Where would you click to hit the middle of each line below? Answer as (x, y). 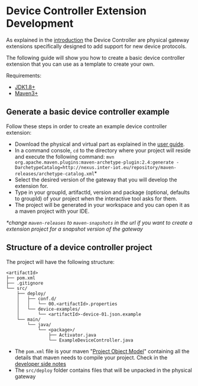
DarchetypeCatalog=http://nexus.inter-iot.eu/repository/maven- (95, 167)
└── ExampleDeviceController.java (91, 340)
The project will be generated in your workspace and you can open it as (102, 205)
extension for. (31, 186)
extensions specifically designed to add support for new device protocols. (96, 46)
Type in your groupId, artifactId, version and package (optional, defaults (102, 192)
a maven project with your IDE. (52, 211)
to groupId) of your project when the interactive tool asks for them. (96, 198)
